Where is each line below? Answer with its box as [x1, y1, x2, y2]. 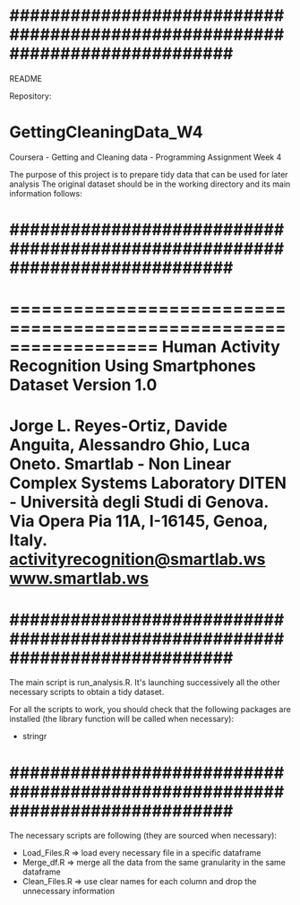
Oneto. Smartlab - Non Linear [9, 454, 232, 474]
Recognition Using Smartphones [9, 356, 257, 377]
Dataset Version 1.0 [9, 375, 158, 396]
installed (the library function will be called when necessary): [9, 714, 235, 725]
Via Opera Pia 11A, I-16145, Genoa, [9, 511, 269, 532]
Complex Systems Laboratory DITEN [9, 473, 287, 493]
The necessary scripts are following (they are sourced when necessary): [9, 831, 278, 841]
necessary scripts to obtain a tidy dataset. [9, 687, 165, 698]
